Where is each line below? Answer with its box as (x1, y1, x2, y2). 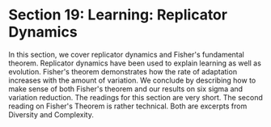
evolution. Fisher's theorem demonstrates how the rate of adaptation (8, 66, 237, 76)
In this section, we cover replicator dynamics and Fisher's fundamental (8, 49, 244, 59)
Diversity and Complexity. (8, 109, 95, 119)
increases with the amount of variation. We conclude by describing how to (8, 75, 256, 85)
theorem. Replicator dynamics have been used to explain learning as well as (8, 58, 261, 68)
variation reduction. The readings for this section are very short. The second (8, 92, 263, 102)
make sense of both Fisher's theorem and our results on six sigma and (8, 83, 243, 94)
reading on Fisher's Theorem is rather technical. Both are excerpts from (8, 101, 248, 111)
